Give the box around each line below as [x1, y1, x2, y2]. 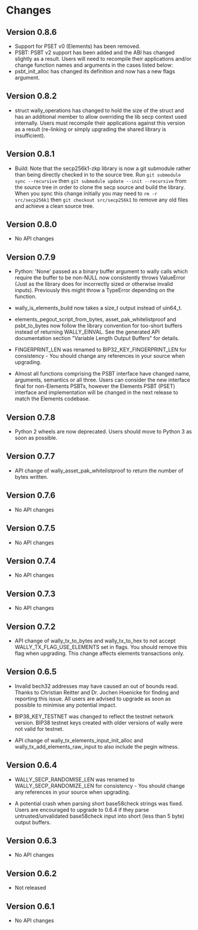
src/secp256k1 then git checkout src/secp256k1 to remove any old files [14, 196, 189, 203]
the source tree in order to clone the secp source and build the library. [14, 184, 185, 191]
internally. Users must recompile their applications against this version [14, 119, 186, 126]
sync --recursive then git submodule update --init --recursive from [14, 177, 187, 184]
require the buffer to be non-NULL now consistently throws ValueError [14, 274, 186, 281]
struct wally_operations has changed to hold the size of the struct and [14, 107, 184, 114]
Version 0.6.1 [6, 901, 55, 911]
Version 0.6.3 [6, 836, 57, 846]
